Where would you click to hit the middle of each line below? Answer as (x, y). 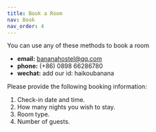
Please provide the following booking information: (77, 87)
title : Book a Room (35, 13)
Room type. (33, 114)
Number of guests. (43, 122)
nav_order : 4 (26, 26)
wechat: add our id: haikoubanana (65, 73)
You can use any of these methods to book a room (78, 46)
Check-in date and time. (51, 100)
